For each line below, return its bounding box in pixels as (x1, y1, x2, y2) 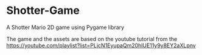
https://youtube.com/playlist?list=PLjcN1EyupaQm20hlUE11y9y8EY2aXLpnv (6, 42, 196, 49)
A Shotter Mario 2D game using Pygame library (6, 24, 125, 31)
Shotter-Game (6, 4, 80, 18)
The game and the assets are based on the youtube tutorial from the (6, 35, 178, 42)
